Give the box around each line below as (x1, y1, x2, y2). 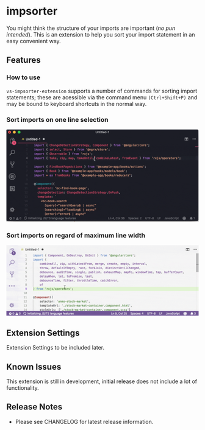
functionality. (6, 384, 40, 392)
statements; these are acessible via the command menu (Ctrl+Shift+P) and (6, 93, 198, 101)
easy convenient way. (6, 37, 61, 44)
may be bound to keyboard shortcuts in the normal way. (6, 100, 147, 107)
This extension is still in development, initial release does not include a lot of (6, 378, 198, 385)
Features (6, 55, 41, 65)
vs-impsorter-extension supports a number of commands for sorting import (6, 87, 198, 94)
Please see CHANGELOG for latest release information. (15, 418, 154, 425)
